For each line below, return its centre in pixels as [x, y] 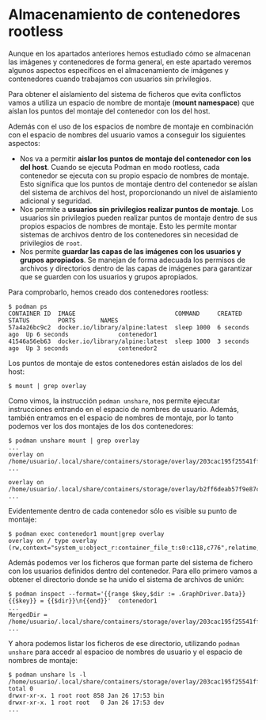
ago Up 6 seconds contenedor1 [83, 334]
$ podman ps [28, 306]
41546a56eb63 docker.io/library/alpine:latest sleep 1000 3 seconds [129, 341]
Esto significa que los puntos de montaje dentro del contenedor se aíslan [139, 183]
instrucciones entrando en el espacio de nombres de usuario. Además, [124, 409]
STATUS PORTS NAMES [63, 320]
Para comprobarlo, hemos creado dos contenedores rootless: [109, 292]
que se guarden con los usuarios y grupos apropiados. [109, 276]
